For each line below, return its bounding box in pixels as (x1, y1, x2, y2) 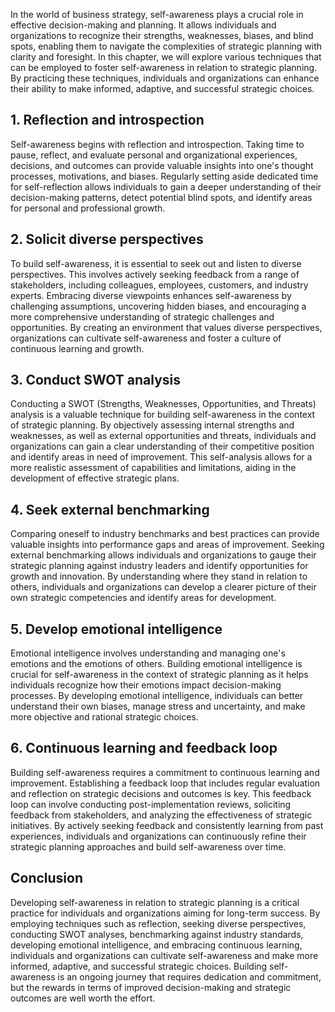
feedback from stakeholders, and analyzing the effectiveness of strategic (10, 809, 313, 821)
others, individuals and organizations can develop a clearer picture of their (10, 581, 317, 593)
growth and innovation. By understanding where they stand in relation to (10, 570, 308, 583)
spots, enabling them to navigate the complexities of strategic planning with (10, 40, 323, 52)
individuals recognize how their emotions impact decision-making (10, 679, 282, 691)
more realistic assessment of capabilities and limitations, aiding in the (10, 462, 297, 474)
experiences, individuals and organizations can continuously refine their (10, 830, 307, 842)
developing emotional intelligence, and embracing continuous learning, (10, 939, 303, 951)
